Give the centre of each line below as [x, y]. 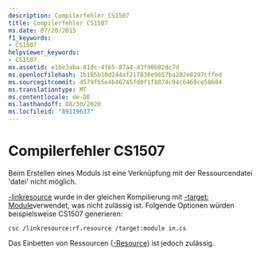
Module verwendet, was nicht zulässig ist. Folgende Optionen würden [121, 205]
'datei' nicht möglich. [43, 181]
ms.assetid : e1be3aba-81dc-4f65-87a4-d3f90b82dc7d [94, 68]
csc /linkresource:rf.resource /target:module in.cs [97, 228]
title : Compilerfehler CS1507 [58, 23]
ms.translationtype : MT [48, 89]
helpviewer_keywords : [44, 52]
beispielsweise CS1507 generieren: [66, 213]
